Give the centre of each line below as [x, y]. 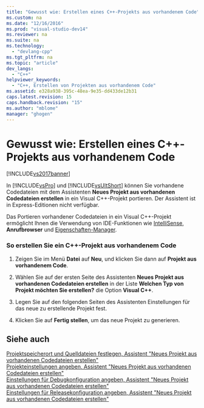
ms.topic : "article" [32, 63]
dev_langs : [20, 69]
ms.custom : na [24, 18]
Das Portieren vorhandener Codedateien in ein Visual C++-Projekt [89, 217]
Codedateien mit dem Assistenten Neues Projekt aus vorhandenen [91, 192]
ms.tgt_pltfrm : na [29, 57]
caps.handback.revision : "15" [45, 102]
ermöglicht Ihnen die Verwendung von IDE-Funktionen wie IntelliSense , [95, 223]
